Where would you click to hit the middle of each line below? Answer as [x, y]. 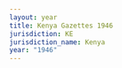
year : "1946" [33, 50]
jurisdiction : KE [41, 34]
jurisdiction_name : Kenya [57, 42]
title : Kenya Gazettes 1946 [61, 26]
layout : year [33, 17]
